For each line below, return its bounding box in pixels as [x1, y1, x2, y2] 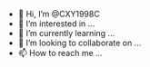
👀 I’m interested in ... [17, 18, 95, 29]
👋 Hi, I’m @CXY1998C [17, 9, 100, 19]
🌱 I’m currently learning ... [17, 28, 115, 38]
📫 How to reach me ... [17, 48, 103, 58]
